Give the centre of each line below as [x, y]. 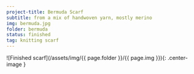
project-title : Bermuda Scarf [45, 12]
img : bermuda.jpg [29, 23]
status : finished [29, 35]
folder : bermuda [27, 29]
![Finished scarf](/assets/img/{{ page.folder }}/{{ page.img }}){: [87, 58]
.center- [178, 58]
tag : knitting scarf [33, 40]
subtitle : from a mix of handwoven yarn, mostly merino [79, 18]
